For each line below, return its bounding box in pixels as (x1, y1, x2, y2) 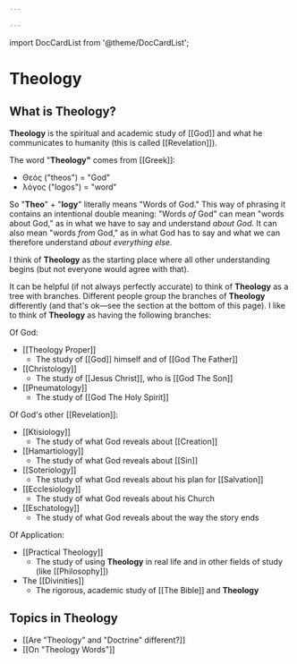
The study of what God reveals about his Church (35, 493, 215, 504)
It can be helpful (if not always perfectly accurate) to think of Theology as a (9, 281, 289, 292)
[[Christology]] (21, 363, 77, 374)
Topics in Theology (9, 610, 118, 626)
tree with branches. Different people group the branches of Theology (9, 290, 266, 301)
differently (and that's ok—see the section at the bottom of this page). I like (9, 300, 286, 311)
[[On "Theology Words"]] (21, 643, 115, 654)
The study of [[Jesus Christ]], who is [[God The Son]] (35, 372, 233, 383)
